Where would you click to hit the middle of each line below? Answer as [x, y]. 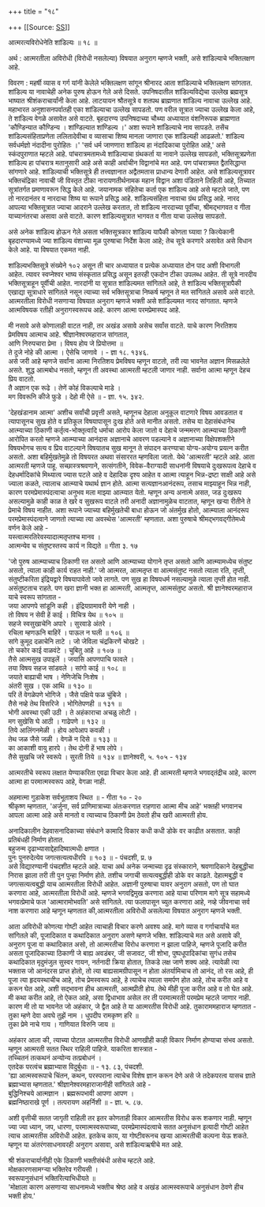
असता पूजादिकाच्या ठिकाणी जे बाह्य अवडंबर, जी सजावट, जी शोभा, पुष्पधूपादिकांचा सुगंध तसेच [122, 953]
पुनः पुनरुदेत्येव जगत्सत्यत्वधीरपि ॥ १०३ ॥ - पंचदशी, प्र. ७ [80, 857]
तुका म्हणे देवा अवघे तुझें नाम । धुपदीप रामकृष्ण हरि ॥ [74, 1015]
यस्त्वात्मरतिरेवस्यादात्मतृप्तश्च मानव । [54, 537]
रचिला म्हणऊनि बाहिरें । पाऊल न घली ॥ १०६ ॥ [69, 632]
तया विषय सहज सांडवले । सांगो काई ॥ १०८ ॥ [67, 668]
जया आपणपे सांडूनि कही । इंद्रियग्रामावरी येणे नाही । [72, 606]
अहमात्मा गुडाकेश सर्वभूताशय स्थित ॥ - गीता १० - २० [75, 797]
